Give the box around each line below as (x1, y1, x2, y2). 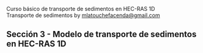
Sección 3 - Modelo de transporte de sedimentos (6, 29, 197, 40)
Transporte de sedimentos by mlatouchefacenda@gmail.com (6, 12, 160, 19)
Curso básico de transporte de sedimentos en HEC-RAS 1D (6, 5, 155, 12)
